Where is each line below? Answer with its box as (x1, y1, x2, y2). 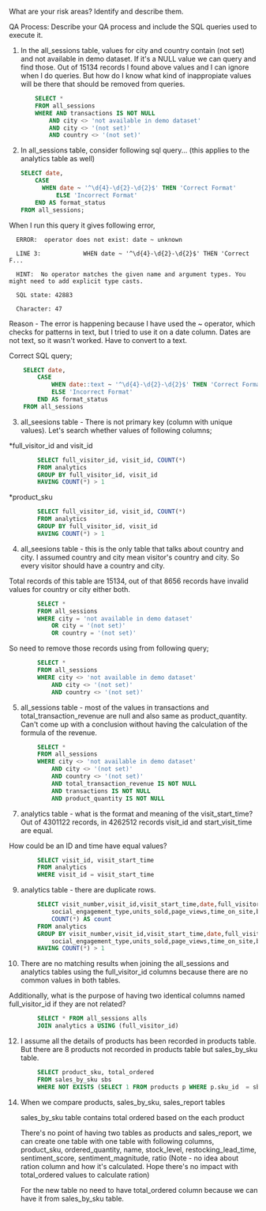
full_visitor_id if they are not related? (9, 999, 126, 1009)
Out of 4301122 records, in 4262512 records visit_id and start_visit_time (20, 817, 253, 827)
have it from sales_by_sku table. (20, 1194, 125, 1203)
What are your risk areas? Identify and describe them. (9, 7, 184, 16)
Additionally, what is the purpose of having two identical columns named (9, 991, 245, 1001)
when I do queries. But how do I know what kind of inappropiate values (20, 71, 252, 80)
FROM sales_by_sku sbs (37, 1075, 112, 1084)
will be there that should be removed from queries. (20, 79, 185, 89)
